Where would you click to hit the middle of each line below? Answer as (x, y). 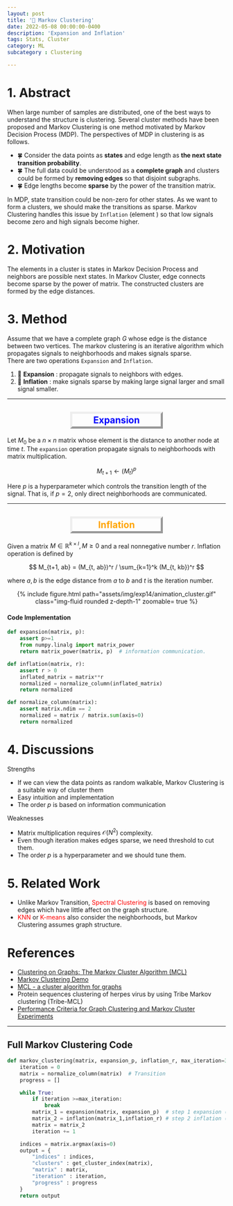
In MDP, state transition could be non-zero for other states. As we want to (112, 199)
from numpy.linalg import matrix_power (77, 645)
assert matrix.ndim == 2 (55, 709)
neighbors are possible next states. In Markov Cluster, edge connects (106, 276)
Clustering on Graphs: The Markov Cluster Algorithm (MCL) (102, 972)
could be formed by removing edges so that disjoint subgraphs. (109, 178)
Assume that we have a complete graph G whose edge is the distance (107, 339)
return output (40, 1196)
